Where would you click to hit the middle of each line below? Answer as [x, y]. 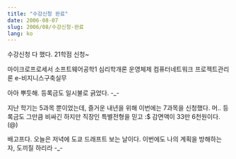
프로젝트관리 [212, 69]
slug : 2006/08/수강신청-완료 [46, 27]
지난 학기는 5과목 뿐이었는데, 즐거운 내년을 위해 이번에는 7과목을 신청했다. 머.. [114, 108]
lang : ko [20, 33]
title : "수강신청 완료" [38, 14]
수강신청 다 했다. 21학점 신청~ [48, 54]
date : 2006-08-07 [33, 20]
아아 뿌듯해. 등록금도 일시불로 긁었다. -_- [64, 93]
